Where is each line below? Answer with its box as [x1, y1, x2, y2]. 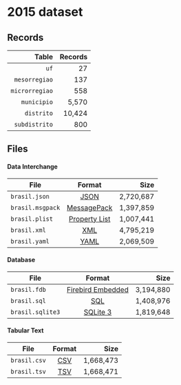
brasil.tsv [10, 368, 46, 375]
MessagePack [66, 203, 113, 213]
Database [7, 256, 36, 264]
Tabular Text [7, 326, 44, 335]
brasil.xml [10, 226, 46, 234]
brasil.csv [10, 357, 46, 364]
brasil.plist [10, 215, 54, 223]
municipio [21, 98, 54, 106]
